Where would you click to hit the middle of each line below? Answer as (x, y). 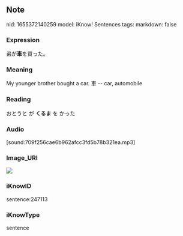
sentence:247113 (27, 199)
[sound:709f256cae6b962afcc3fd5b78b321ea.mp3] (71, 142)
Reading (19, 100)
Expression (23, 40)
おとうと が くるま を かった (41, 113)
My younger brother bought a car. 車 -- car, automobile (74, 83)
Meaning (19, 70)
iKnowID (19, 186)
